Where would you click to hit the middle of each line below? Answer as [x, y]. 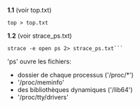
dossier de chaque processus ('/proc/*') [76, 75]
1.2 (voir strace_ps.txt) [40, 36]
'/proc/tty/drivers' [43, 97]
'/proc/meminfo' [41, 82]
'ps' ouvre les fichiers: [39, 61]
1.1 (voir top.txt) [29, 10]
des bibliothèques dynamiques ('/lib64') [75, 90]
